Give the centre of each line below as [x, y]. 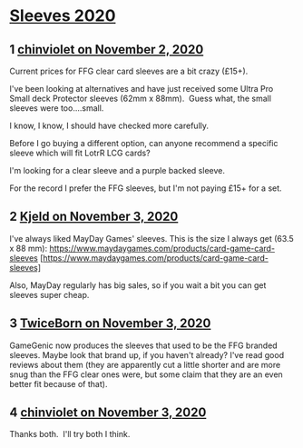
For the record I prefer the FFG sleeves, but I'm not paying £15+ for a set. [146, 188]
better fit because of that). [59, 383]
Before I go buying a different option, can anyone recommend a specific [144, 143]
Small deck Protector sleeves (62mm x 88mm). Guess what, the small [141, 98]
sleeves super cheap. [49, 294]
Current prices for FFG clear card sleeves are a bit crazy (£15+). [129, 71]
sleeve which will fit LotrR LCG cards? [80, 153]
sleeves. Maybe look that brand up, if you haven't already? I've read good [147, 354]
